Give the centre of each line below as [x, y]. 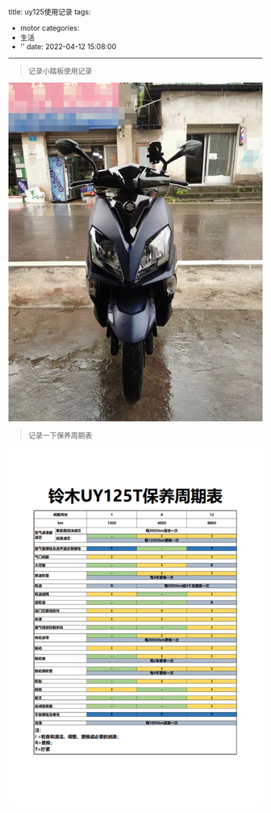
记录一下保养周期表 [60, 435]
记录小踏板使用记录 [60, 71]
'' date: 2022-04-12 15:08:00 [68, 46]
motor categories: [50, 28]
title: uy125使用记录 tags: [50, 12]
